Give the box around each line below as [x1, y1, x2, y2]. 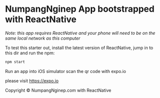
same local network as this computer [5, 35, 80, 41]
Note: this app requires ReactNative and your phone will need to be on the [5, 30, 156, 36]
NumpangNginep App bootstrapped [5, 3, 155, 15]
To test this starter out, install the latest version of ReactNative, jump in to [5, 45, 154, 50]
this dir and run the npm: [5, 50, 55, 56]
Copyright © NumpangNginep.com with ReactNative [5, 87, 111, 93]
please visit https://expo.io [5, 77, 59, 84]
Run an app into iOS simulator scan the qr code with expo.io [5, 68, 126, 74]
